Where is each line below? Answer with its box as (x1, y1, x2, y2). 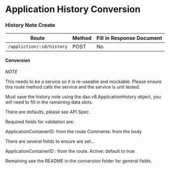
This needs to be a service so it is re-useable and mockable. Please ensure (5, 78, 162, 85)
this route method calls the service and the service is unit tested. (5, 83, 140, 90)
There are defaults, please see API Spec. (5, 109, 91, 115)
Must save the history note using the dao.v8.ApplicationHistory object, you (5, 94, 161, 100)
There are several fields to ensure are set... (5, 138, 95, 144)
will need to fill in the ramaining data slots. (5, 99, 93, 105)
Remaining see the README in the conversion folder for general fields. (5, 158, 152, 164)
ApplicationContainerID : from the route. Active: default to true (5, 148, 135, 154)
